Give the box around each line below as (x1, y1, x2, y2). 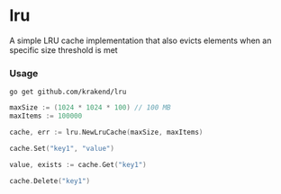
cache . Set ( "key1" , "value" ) (9, 144, 115, 153)
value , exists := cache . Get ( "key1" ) (9, 160, 147, 169)
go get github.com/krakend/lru (9, 87, 127, 97)
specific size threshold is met (9, 44, 119, 55)
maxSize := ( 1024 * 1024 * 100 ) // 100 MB (9, 103, 171, 112)
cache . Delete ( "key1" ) (9, 176, 91, 185)
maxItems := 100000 (9, 111, 83, 121)
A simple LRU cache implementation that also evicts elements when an (9, 35, 272, 46)
